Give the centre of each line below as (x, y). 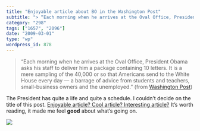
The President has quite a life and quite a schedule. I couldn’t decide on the (99, 98)
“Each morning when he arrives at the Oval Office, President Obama (104, 61)
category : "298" (26, 23)
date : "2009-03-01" (30, 34)
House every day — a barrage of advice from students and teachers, (105, 80)
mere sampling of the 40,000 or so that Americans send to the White (105, 74)
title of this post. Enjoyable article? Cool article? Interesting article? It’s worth (100, 104)
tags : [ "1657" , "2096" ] (36, 28)
